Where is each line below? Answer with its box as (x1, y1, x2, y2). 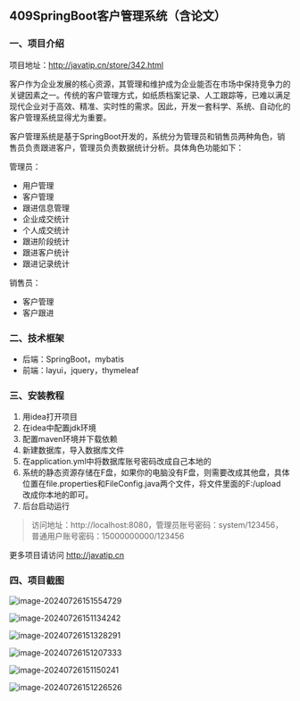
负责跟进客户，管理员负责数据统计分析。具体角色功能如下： (24, 142, 244, 153)
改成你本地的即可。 (21, 489, 94, 500)
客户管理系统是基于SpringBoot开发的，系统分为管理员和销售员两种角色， (9, 130, 278, 141)
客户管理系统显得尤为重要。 (9, 112, 112, 122)
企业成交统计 (21, 213, 70, 224)
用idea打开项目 (21, 412, 78, 422)
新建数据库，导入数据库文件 (21, 445, 125, 455)
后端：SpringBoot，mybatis (21, 354, 125, 364)
